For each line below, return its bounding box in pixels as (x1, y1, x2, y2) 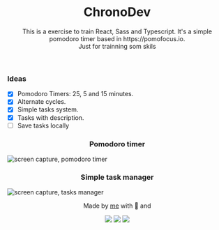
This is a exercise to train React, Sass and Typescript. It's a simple (22, 27, 213, 36)
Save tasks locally (17, 121, 70, 130)
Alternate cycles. (17, 98, 66, 106)
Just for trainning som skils (78, 42, 156, 50)
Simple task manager (80, 172, 154, 182)
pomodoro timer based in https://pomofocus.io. (49, 34, 186, 43)
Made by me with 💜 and (83, 201, 151, 210)
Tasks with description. (17, 113, 84, 122)
